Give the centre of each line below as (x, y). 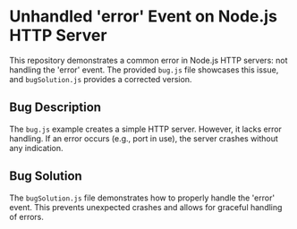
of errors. (27, 216)
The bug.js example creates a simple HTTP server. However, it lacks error (145, 129)
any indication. (37, 148)
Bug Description (55, 108)
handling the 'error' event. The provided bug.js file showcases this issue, (144, 70)
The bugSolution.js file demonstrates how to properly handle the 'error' (142, 198)
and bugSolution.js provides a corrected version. (101, 79)
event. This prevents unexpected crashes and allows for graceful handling (146, 207)
